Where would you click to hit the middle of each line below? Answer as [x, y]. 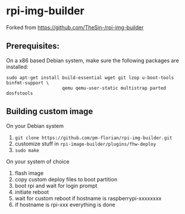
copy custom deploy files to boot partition [66, 179]
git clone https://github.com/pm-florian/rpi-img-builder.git [93, 138]
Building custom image [50, 111]
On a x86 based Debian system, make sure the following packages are [93, 60]
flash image [29, 173]
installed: [17, 67]
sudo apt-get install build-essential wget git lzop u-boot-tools [90, 78]
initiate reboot [32, 192]
